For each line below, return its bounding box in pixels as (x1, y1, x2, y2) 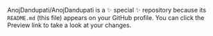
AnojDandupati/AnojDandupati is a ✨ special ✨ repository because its (7, 6, 207, 14)
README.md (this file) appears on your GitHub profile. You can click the (7, 14, 205, 21)
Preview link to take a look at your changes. (7, 21, 132, 29)
